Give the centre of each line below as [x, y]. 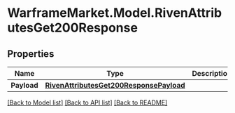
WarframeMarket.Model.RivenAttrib [115, 13]
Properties [31, 54]
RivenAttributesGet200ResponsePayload [115, 85]
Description [212, 73]
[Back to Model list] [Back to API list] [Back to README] [87, 102]
